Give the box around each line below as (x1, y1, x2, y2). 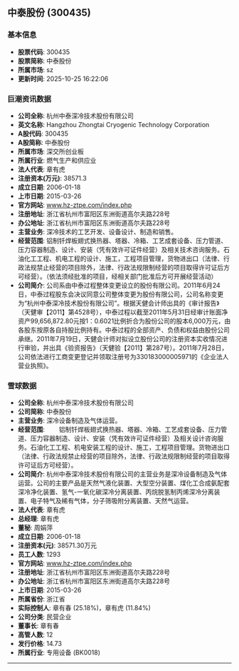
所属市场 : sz (17, 65, 53, 74)
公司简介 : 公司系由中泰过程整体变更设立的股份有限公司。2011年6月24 (17, 281, 221, 289)
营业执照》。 (17, 361, 53, 370)
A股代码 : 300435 (17, 129, 69, 138)
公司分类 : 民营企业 (17, 612, 72, 621)
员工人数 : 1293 (17, 550, 61, 559)
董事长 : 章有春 (17, 622, 59, 630)
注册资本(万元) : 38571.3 (17, 173, 87, 182)
